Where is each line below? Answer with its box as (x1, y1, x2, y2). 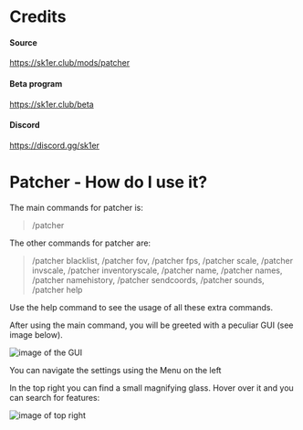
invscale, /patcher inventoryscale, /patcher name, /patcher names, (31, 265, 283, 276)
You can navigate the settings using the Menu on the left (9, 364, 222, 375)
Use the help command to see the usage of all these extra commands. (9, 301, 274, 312)
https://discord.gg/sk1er (9, 140, 100, 151)
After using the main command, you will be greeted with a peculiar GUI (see (9, 320, 294, 330)
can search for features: (9, 392, 100, 403)
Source (9, 37, 38, 47)
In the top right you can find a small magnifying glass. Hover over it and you (9, 382, 294, 393)
